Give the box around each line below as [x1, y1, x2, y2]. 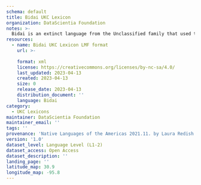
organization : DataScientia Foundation [6, 20, 106, 26]
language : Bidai [17, 97, 58, 103]
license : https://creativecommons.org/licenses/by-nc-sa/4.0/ [17, 64, 175, 70]
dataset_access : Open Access [6, 147, 79, 153]
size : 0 [17, 81, 36, 87]
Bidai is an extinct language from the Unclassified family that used [11, 31, 191, 37]
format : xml [17, 58, 47, 64]
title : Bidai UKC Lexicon [6, 14, 71, 20]
